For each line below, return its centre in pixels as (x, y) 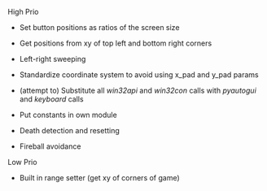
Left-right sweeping (53, 59)
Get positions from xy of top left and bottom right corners (116, 43)
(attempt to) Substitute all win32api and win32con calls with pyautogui (138, 90)
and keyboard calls (51, 99)
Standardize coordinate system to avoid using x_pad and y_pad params (139, 75)
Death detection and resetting (69, 130)
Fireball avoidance (50, 146)
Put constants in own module (68, 115)
